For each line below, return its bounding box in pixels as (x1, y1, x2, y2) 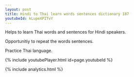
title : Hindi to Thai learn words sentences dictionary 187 (5, 12, 130, 16)
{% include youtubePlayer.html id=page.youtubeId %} (5, 57, 113, 63)
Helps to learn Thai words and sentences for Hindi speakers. (5, 29, 126, 35)
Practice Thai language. (5, 48, 52, 53)
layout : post (5, 7, 32, 12)
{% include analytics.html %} (5, 66, 63, 72)
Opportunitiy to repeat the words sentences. (5, 38, 94, 44)
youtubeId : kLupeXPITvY (5, 16, 53, 21)
